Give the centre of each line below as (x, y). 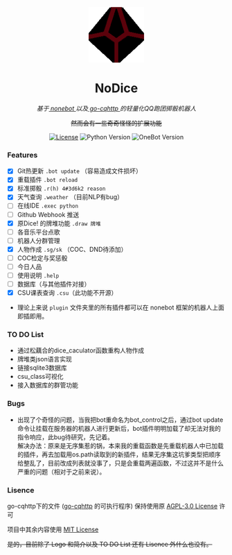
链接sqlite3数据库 (42, 368)
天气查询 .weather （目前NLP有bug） (70, 197)
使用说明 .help (38, 275)
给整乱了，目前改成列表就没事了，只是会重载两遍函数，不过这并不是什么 (120, 463)
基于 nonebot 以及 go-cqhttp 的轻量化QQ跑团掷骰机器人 (116, 108)
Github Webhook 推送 (48, 214)
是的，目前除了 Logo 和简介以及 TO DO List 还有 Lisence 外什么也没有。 (110, 545)
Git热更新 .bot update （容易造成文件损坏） (79, 171)
